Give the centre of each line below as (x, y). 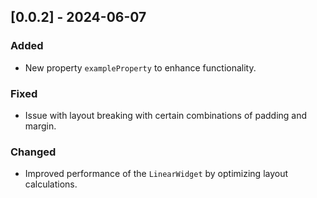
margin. (40, 126)
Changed (33, 152)
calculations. (51, 184)
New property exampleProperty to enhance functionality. (140, 67)
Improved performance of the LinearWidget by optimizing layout (156, 174)
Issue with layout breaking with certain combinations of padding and (166, 115)
